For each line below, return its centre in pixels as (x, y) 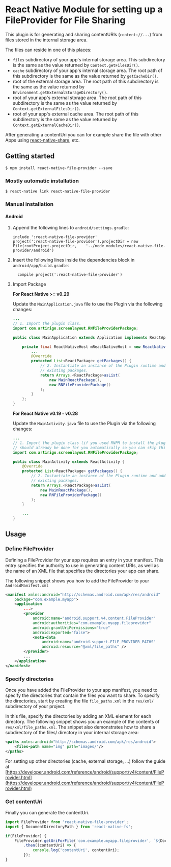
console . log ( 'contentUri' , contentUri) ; (76, 850)
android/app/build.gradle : (41, 265)
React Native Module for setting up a (84, 9)
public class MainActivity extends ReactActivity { (68, 462)
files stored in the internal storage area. (47, 40)
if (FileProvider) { (26, 836)
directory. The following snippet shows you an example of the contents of (82, 722)
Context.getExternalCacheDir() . (46, 125)
